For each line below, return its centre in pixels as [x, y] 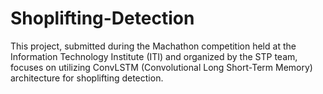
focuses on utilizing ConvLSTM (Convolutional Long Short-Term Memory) [161, 67]
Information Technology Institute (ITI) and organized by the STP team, [154, 56]
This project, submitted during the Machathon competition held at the [153, 46]
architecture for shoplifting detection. [87, 78]
